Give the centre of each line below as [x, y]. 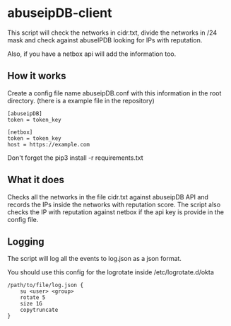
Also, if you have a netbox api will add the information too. [92, 54]
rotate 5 [33, 298]
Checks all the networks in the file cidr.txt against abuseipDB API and [108, 197]
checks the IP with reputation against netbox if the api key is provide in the [116, 212]
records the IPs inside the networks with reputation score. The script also [114, 204]
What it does [36, 180]
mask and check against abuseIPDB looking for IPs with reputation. [105, 40]
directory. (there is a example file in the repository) [81, 100]
